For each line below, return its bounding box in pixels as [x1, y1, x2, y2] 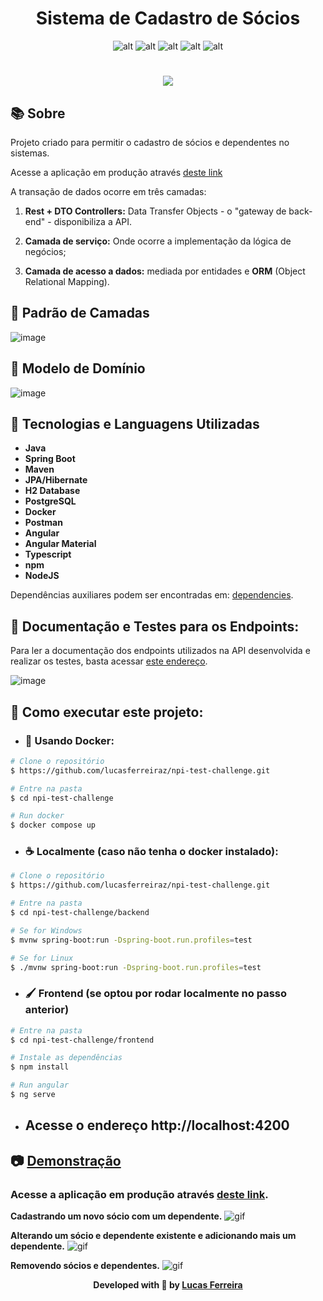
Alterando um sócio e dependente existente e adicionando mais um [10, 1230, 297, 1242]
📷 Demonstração [10, 1152, 122, 1169]
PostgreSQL [24, 495, 77, 507]
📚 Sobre [10, 105, 66, 122]
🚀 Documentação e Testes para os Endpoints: [10, 618, 300, 635]
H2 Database [24, 485, 81, 497]
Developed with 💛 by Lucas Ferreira [93, 1279, 243, 1291]
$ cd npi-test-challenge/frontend [10, 1035, 155, 1045]
